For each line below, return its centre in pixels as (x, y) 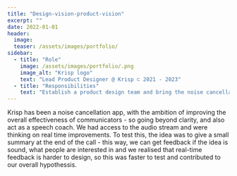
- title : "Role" (37, 60)
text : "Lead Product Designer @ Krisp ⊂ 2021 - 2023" (101, 79)
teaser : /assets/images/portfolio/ (66, 46)
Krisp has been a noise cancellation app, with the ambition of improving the (117, 113)
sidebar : (20, 54)
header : (19, 33)
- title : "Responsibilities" (56, 86)
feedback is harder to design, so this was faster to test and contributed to (114, 157)
